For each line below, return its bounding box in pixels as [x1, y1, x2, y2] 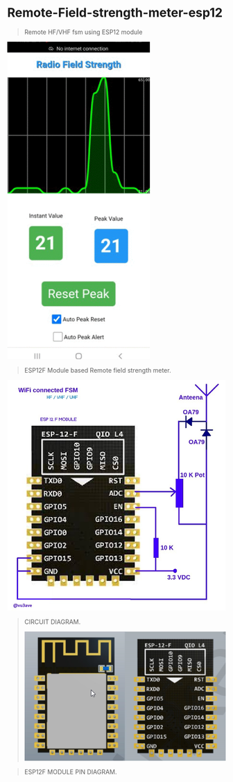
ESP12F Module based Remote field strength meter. [24, 366, 171, 374]
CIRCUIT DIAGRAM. [24, 618, 81, 626]
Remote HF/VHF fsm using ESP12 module [24, 28, 143, 36]
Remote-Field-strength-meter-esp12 [7, 5, 223, 21]
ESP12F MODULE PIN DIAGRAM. [24, 767, 117, 776]
